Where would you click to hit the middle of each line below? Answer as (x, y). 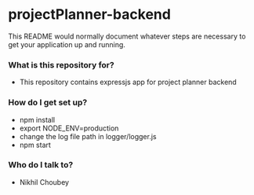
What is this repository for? (62, 64)
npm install (37, 120)
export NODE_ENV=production (69, 128)
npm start (35, 145)
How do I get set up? (48, 102)
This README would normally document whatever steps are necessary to (127, 36)
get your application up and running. (67, 44)
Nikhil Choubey (44, 182)
